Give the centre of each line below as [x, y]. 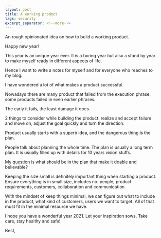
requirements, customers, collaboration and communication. [65, 187]
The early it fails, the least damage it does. [48, 109]
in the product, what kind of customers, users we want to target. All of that [80, 202]
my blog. [14, 75]
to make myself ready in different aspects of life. [54, 61]
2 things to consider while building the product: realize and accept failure [78, 118]
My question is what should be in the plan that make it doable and [71, 162]
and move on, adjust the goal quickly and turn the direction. [65, 123]
